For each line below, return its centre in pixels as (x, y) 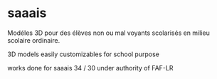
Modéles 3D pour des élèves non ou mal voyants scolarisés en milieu (108, 33)
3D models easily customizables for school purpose (84, 54)
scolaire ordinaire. (34, 40)
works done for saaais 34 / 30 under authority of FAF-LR (90, 68)
